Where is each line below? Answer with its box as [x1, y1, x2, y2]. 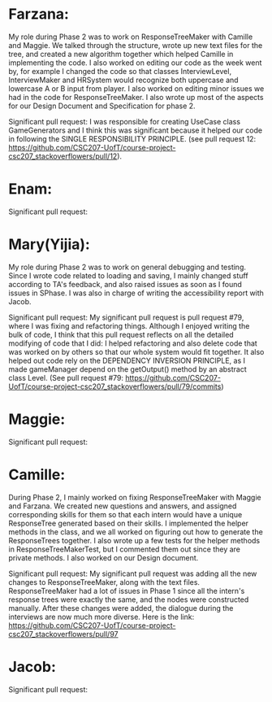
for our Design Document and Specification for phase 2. [8, 101, 196, 111]
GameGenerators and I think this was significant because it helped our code [8, 125, 262, 135]
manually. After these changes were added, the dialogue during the [8, 603, 234, 613]
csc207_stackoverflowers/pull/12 [8, 151, 118, 161]
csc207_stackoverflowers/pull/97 [8, 629, 119, 639]
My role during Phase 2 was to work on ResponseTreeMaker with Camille [8, 32, 253, 41]
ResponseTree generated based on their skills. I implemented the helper [8, 518, 249, 528]
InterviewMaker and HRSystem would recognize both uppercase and [8, 75, 239, 85]
